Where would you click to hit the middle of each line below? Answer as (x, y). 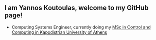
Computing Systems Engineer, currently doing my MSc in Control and (81, 27)
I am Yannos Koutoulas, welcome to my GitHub (77, 8)
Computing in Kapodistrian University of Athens (59, 32)
